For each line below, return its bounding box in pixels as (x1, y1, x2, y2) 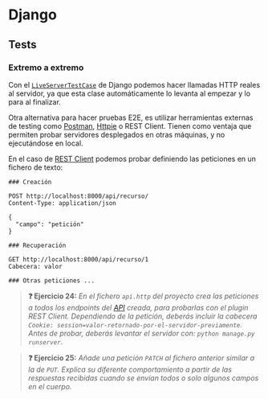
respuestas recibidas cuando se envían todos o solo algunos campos (27, 372, 259, 383)
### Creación (8, 178, 52, 186)
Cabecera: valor (8, 262, 63, 270)
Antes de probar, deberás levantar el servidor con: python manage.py (27, 328, 255, 338)
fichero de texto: (8, 162, 63, 172)
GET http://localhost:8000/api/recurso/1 (8, 255, 149, 263)
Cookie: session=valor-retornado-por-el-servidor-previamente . (27, 319, 243, 329)
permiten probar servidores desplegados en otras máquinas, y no (8, 130, 225, 139)
